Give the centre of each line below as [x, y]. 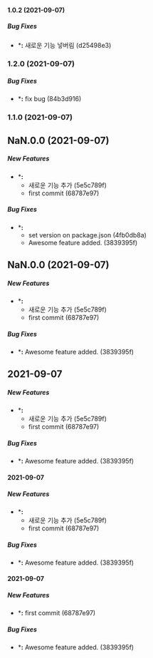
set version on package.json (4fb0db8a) [88, 235]
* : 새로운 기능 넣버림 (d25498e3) [64, 45]
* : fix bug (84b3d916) [49, 99]
